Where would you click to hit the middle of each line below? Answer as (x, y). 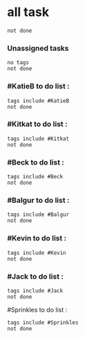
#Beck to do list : (36, 162)
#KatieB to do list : (39, 86)
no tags (18, 63)
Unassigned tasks (38, 48)
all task (28, 12)
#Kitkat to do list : (37, 124)
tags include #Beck (35, 177)
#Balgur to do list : (38, 201)
